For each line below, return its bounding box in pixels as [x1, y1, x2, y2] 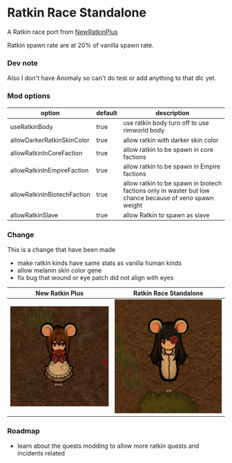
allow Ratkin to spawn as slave [123, 210, 210, 219]
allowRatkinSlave [10, 210, 59, 219]
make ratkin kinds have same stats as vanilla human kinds [17, 259, 182, 267]
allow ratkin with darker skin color [123, 136, 219, 144]
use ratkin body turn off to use [123, 119, 209, 127]
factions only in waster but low [123, 186, 210, 195]
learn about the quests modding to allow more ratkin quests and [17, 442, 200, 450]
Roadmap [7, 426, 40, 435]
